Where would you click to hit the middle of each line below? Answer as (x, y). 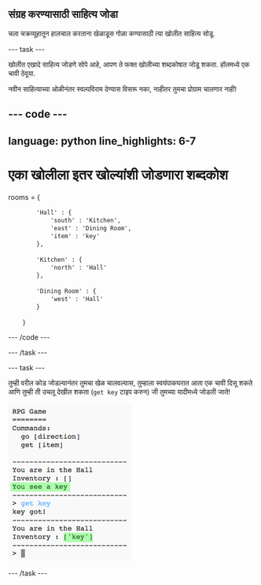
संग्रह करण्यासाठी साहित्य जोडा (63, 15)
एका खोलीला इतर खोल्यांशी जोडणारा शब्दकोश (118, 175)
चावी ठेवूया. (22, 73)
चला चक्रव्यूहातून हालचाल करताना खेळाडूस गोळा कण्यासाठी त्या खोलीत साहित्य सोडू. (112, 33)
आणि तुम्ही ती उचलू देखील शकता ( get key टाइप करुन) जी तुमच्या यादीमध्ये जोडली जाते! (119, 392)
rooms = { (24, 197)
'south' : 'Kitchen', (86, 220)
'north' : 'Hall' (79, 267)
